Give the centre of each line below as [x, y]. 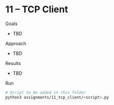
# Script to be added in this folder [46, 92]
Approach [16, 43]
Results [13, 63]
